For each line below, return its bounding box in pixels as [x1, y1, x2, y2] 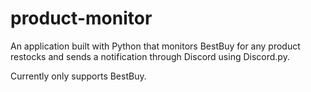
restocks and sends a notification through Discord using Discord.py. [10, 50, 290, 62]
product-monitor [10, 7, 153, 30]
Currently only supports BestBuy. [10, 70, 147, 82]
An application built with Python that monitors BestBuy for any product [10, 40, 301, 52]
